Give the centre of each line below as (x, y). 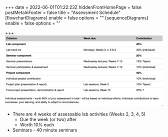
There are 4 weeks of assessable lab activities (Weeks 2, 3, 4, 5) (79, 114)
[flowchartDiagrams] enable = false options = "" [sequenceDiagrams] (77, 18)
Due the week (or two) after (48, 119)
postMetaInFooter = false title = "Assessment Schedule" (63, 12)
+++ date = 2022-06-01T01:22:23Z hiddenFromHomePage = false (73, 7)
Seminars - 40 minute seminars (45, 130)
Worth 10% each (37, 124)
